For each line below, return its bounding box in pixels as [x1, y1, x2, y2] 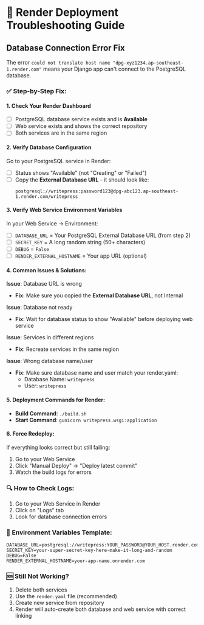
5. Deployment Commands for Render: [6, 396, 105, 403]
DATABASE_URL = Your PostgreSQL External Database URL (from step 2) [15, 231, 191, 239]
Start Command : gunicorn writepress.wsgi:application [15, 416, 157, 423]
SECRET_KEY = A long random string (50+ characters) [15, 238, 146, 245]
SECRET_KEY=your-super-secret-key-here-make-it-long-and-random [6, 548, 172, 554]
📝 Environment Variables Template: [6, 528, 112, 537]
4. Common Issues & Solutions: [6, 266, 87, 274]
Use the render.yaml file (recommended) [15, 592, 117, 599]
